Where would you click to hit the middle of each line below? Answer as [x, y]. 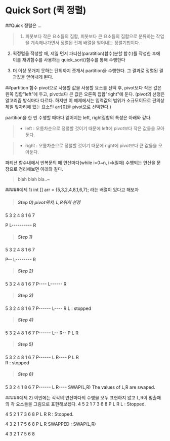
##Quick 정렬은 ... [24, 25]
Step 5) [26, 344]
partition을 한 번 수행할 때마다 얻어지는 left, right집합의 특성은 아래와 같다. [78, 117]
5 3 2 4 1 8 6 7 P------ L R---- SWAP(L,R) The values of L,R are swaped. [80, 387]
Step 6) [26, 374]
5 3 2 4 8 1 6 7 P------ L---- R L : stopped [48, 308]
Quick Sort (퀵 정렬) [46, 10]
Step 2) [26, 271]
